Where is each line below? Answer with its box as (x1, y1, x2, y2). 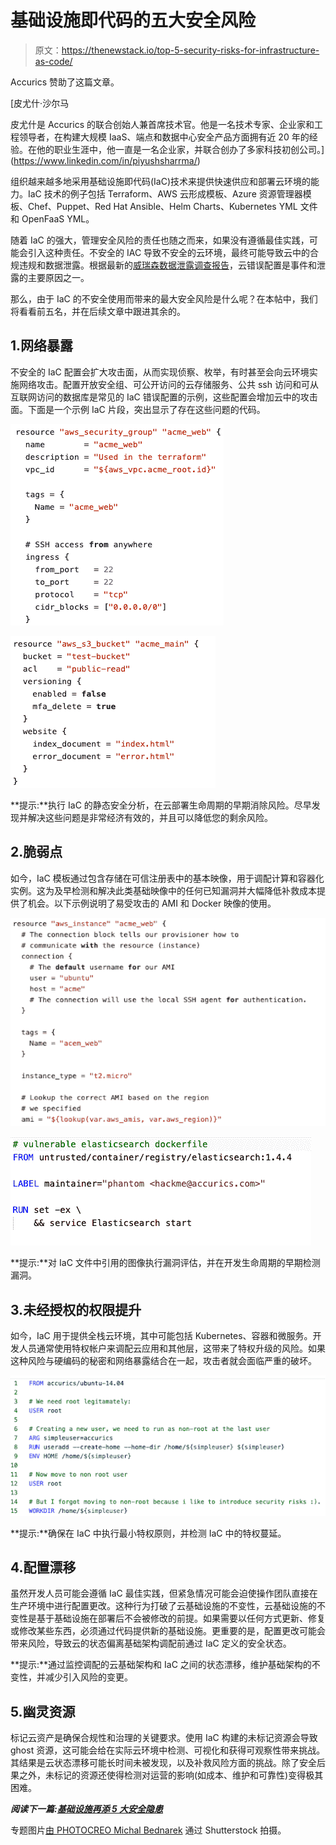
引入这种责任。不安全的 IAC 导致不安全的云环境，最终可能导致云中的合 (27, 246, 320, 258)
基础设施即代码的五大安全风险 (10, 9, 257, 32)
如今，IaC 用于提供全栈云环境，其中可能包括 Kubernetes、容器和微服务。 (10, 1330, 313, 1342)
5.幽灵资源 (10, 1703, 76, 1720)
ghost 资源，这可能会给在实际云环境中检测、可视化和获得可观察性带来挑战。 (10, 1744, 326, 1756)
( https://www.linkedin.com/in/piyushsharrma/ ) (10, 154, 201, 166)
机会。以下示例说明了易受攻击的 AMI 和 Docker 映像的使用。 (27, 897, 277, 909)
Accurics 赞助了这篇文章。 (10, 76, 120, 88)
